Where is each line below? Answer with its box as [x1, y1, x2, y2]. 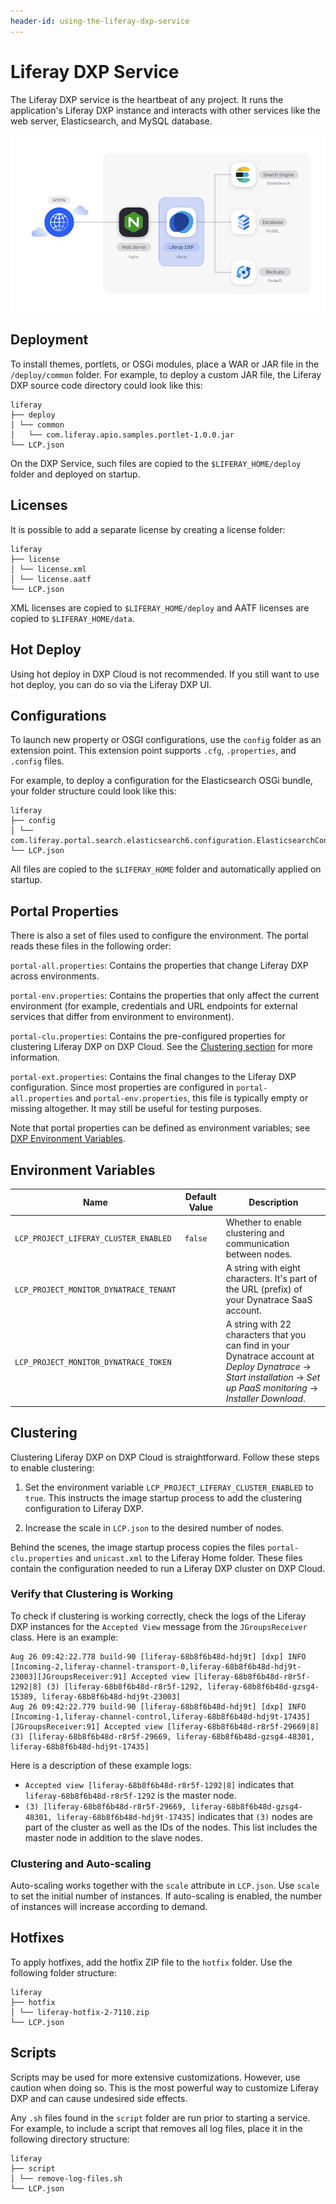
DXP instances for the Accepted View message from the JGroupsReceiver [10, 1620, 308, 1632]
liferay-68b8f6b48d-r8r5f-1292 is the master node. [24, 1789, 237, 1801]
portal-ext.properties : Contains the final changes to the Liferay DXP [10, 1071, 297, 1083]
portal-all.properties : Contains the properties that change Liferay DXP [10, 960, 309, 972]
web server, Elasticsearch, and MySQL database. [10, 115, 213, 127]
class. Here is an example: [10, 1631, 119, 1643]
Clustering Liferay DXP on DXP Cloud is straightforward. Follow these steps [10, 1451, 320, 1463]
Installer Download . [225, 1393, 306, 1405]
